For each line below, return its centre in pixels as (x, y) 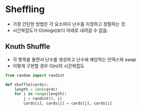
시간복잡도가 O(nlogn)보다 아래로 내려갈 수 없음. (60, 30)
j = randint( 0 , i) (43, 99)
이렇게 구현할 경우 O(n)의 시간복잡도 (48, 66)
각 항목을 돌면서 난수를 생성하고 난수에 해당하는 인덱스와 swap (74, 59)
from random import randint (35, 75)
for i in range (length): (41, 94)
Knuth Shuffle (28, 47)
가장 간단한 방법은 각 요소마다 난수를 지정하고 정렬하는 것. (69, 24)
